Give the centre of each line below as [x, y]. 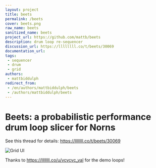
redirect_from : [21, 83]
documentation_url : [25, 51]
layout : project [22, 10]
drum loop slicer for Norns [60, 127]
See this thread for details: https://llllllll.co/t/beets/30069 [63, 141]
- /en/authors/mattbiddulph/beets [43, 88]
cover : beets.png [23, 23]
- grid [14, 70]
